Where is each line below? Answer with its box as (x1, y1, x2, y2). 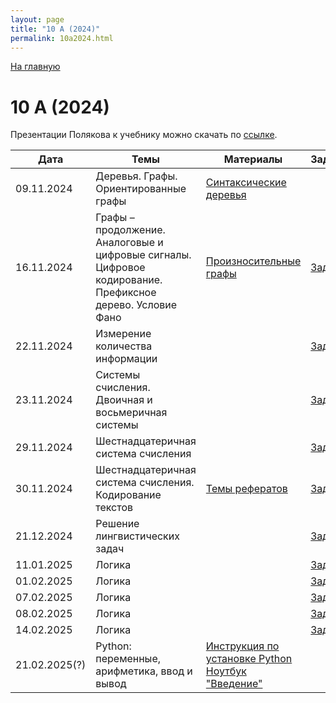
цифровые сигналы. (95, 248, 192, 262)
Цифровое (95, 261, 146, 275)
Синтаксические (205, 176, 287, 190)
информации (95, 352, 158, 366)
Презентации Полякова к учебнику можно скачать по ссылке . (10, 129, 278, 141)
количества (95, 339, 153, 353)
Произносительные (205, 254, 302, 268)
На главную (10, 61, 61, 73)
